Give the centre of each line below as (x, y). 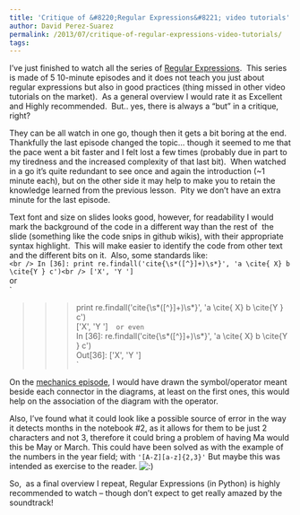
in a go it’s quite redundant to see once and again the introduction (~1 (137, 171)
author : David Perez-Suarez (62, 26)
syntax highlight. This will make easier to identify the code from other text (146, 246)
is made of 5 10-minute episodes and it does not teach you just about (137, 78)
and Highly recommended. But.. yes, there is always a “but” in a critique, (144, 106)
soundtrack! (31, 502)
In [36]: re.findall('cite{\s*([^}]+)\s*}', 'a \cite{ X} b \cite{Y (182, 336)
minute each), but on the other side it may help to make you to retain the (142, 181)
